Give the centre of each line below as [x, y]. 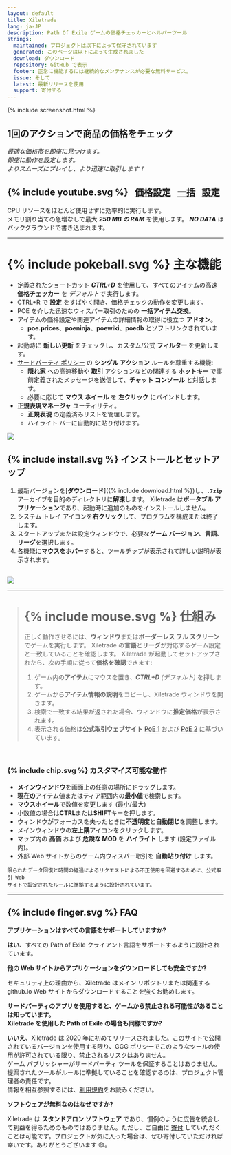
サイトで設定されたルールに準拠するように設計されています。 [81, 885]
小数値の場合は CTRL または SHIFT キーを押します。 [88, 813]
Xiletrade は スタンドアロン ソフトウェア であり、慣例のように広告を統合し [113, 1118]
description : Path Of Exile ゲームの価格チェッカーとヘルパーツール [97, 33]
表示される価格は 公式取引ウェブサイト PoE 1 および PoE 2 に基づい [129, 729]
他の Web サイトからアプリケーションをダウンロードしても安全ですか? [107, 968]
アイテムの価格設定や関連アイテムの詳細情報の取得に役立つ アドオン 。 [117, 319]
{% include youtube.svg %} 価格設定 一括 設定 [113, 193]
